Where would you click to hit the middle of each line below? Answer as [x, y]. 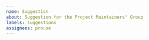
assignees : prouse [29, 28]
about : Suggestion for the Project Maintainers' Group [75, 17]
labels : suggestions [32, 22]
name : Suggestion [27, 11]
